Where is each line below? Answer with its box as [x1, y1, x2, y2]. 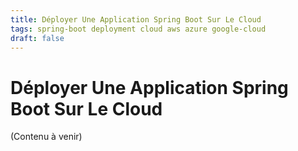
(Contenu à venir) [10, 131, 83, 143]
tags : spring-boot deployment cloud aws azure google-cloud [10, 24, 267, 34]
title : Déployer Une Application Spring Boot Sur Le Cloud [10, 14, 262, 25]
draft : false [10, 33, 65, 43]
